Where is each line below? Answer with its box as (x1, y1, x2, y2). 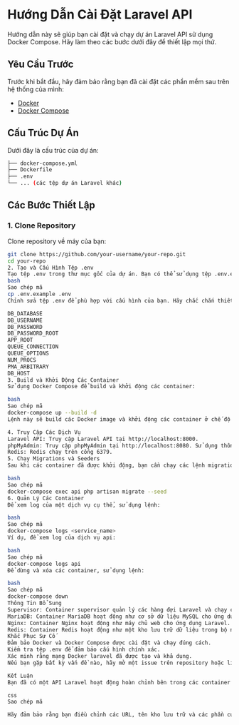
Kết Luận (7, 672, 33, 679)
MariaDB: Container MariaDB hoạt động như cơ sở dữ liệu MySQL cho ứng (7, 613, 224, 620)
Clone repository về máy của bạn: (7, 237, 107, 245)
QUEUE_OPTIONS (7, 350, 50, 357)
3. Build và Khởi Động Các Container (7, 376, 119, 384)
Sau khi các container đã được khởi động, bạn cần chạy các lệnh (7, 462, 205, 470)
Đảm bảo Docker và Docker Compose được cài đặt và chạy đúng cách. (7, 639, 212, 647)
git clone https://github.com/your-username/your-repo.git (7, 250, 186, 258)
